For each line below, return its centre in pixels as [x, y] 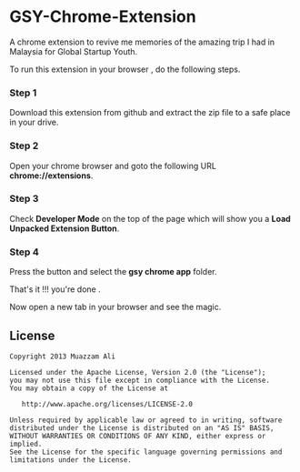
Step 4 [24, 252]
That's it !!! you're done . [55, 289]
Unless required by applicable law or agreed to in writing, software [146, 420]
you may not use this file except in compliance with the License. [140, 380]
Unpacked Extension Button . [65, 228]
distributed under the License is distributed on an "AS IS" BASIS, [142, 428]
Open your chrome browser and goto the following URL [113, 166]
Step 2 [24, 146]
